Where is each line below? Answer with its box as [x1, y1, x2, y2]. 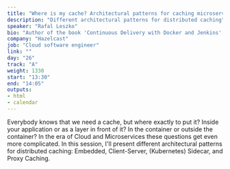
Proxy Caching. [7, 154, 51, 162]
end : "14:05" [7, 80, 44, 87]
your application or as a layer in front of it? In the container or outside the [7, 125, 214, 133]
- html [7, 93, 26, 100]
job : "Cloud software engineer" [7, 42, 99, 49]
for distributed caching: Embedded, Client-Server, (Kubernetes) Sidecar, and [7, 146, 223, 155]
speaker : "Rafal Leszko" [7, 23, 78, 29]
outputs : [7, 86, 32, 93]
